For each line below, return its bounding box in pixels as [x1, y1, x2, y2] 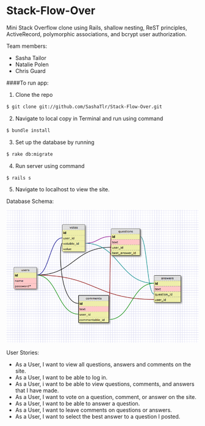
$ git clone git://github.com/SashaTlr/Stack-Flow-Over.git [6, 104, 163, 110]
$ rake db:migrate [6, 151, 53, 157]
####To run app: [6, 79, 49, 86]
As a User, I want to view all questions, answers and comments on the [15, 361, 191, 368]
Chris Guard [15, 67, 46, 74]
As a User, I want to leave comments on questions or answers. [15, 406, 172, 414]
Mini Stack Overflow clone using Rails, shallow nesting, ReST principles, [6, 24, 187, 31]
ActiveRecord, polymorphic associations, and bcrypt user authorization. [6, 30, 187, 37]
